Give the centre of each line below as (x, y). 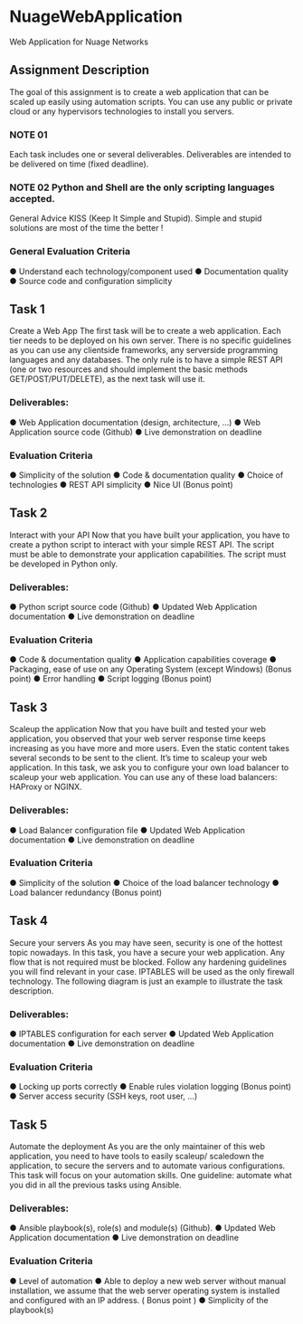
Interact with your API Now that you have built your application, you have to (150, 535)
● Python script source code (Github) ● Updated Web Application (133, 607)
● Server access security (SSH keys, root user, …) (104, 1096)
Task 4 (28, 921)
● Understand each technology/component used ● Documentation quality (149, 271)
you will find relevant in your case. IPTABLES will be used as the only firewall (152, 971)
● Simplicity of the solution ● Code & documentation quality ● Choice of (147, 475)
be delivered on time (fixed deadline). (79, 164)
